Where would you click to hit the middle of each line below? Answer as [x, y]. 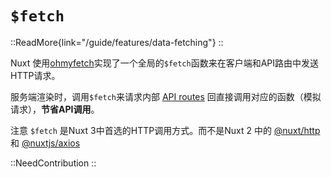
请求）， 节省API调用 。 [55, 109]
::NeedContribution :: [53, 163]
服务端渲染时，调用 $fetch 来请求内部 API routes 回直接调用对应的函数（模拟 [166, 96]
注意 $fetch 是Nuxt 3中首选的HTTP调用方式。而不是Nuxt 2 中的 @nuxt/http [165, 130]
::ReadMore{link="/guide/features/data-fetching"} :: [117, 42]
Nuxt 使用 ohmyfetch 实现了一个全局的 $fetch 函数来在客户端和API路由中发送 [165, 63]
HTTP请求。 [35, 75]
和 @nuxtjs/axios [45, 143]
